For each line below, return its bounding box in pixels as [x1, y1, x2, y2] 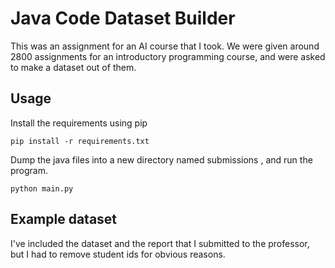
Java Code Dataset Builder [10, 7, 236, 30]
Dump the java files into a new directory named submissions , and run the [10, 153, 313, 166]
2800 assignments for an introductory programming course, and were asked [10, 50, 326, 62]
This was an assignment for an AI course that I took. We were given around [10, 40, 320, 52]
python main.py [10, 183, 74, 194]
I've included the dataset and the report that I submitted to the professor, [10, 237, 310, 249]
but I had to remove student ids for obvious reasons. [10, 248, 226, 260]
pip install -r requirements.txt [10, 136, 150, 146]
